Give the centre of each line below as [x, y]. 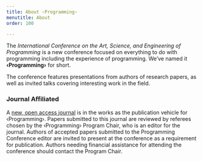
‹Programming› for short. [39, 65]
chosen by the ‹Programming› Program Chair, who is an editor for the [93, 125]
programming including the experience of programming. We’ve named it [97, 59]
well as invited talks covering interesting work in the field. [78, 83]
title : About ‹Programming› [42, 12]
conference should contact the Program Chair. [65, 151]
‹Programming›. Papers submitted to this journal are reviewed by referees [99, 118]
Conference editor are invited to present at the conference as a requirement [101, 138]
